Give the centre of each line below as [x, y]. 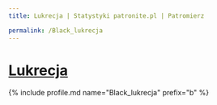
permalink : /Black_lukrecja [56, 30]
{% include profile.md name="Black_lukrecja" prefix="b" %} [108, 93]
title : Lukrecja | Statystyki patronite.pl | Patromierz [106, 16]
